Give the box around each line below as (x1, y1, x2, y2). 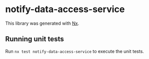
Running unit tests (5, 35, 64, 43)
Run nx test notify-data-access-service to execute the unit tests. (5, 48, 144, 54)
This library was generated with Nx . (5, 20, 79, 26)
